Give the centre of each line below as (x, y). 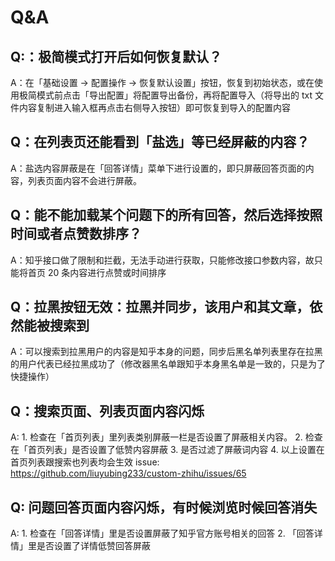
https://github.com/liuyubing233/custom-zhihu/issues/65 (128, 473)
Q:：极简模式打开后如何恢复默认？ (116, 56)
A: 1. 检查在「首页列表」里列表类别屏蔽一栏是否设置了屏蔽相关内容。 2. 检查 (166, 437)
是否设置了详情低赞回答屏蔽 (93, 546)
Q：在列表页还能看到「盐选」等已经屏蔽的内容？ (160, 142)
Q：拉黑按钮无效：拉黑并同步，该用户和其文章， (160, 307)
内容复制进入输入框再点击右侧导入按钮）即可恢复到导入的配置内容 (154, 107)
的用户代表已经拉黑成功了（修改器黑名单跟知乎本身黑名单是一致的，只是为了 (168, 364)
